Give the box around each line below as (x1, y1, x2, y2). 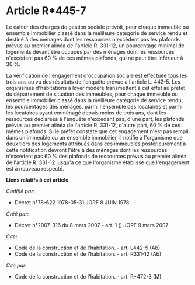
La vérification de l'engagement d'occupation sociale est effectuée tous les (6, 72, 187, 79)
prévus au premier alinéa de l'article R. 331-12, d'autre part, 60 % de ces (6, 121, 181, 128)
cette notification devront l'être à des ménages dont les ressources (6, 146, 168, 153)
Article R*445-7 (6, 4, 86, 18)
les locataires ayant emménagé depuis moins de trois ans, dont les (6, 109, 166, 116)
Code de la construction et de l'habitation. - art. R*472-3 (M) (14, 273, 162, 280)
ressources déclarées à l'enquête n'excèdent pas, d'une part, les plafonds (6, 115, 185, 122)
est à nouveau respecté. (6, 165, 64, 172)
